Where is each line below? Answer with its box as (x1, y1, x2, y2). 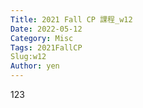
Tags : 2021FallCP (10, 42, 83, 53)
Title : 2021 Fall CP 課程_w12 (10, 14, 133, 25)
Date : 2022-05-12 (10, 24, 83, 34)
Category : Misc (10, 33, 74, 43)
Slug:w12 (10, 52, 47, 62)
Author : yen (10, 61, 60, 71)
